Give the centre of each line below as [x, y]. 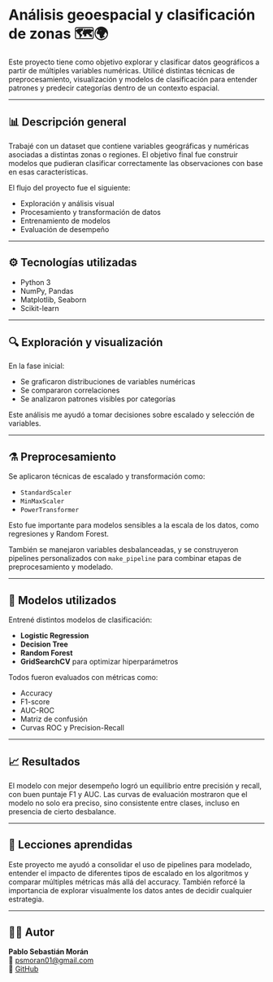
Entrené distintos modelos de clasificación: [80, 620]
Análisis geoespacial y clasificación [132, 15]
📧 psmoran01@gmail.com [51, 960]
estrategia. [26, 899]
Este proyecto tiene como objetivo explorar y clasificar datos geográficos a [134, 62]
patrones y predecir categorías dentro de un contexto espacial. [114, 88]
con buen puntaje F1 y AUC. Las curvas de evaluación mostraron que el [128, 794]
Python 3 [35, 282]
